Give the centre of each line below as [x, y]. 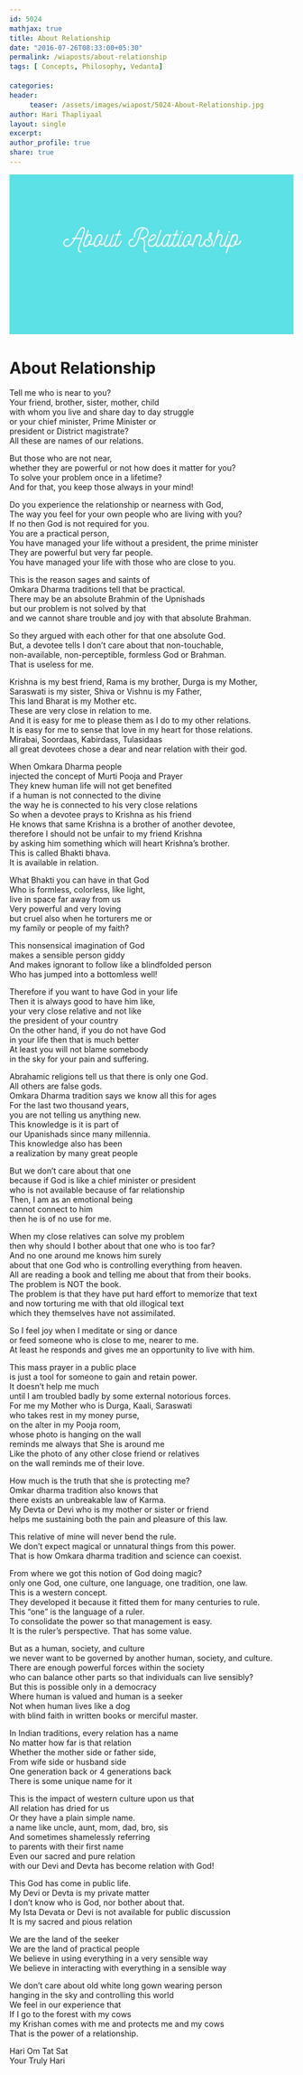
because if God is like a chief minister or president [103, 1181]
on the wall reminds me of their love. [77, 1463]
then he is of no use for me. [61, 1219]
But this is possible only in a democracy [83, 1687]
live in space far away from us [65, 900]
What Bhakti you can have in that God [79, 880]
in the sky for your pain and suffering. [79, 1059]
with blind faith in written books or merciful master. [104, 1715]
